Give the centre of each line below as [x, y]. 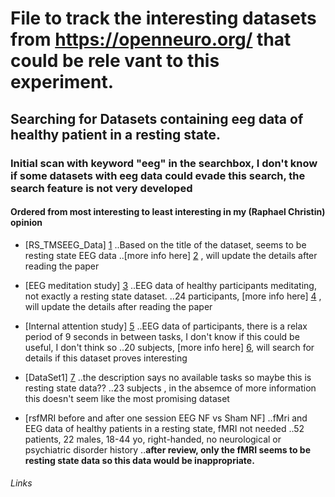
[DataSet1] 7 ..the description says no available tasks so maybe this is [168, 377]
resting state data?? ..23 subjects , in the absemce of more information [170, 388]
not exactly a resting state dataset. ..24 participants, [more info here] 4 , [173, 296]
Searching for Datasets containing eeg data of [157, 118]
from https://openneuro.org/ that [151, 39]
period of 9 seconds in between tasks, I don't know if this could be [162, 336]
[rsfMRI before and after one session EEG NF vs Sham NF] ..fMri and [166, 418]
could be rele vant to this [115, 61]
